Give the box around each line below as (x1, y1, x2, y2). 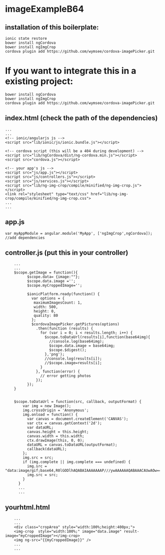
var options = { (31, 296, 65, 301)
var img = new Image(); (23, 403, 71, 409)
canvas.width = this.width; (27, 434, 84, 439)
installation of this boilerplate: (5, 23, 99, 31)
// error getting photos (40, 373, 91, 378)
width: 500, (33, 305, 58, 309)
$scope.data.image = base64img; (49, 343, 115, 348)
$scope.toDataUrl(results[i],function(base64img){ (44, 335, 151, 340)
